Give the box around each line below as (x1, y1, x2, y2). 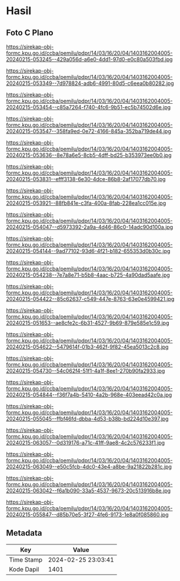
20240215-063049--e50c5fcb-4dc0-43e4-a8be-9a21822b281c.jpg (6, 463, 172, 470)
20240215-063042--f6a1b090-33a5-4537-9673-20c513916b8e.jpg (6, 487, 171, 494)
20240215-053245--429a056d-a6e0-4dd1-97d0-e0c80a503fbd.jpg (6, 56, 173, 63)
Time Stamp (9, 556, 43, 564)
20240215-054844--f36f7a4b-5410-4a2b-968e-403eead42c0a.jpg (6, 391, 172, 398)
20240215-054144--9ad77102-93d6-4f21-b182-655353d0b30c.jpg (6, 248, 171, 254)
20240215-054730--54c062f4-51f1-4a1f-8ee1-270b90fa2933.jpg (6, 367, 165, 374)
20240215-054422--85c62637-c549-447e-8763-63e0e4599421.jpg (6, 296, 175, 302)
